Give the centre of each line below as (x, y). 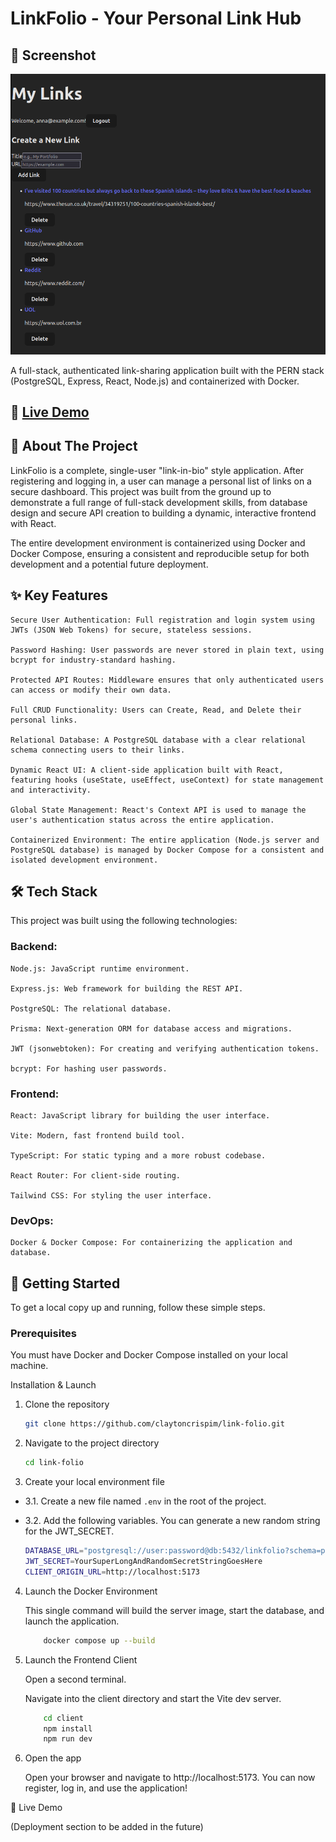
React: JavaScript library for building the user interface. (140, 1116)
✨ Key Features (59, 595)
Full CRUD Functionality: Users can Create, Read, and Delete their (156, 710)
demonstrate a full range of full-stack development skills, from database (159, 502)
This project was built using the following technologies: (124, 921)
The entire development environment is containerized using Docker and (158, 543)
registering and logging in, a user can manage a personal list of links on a (161, 481)
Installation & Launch (53, 1385)
